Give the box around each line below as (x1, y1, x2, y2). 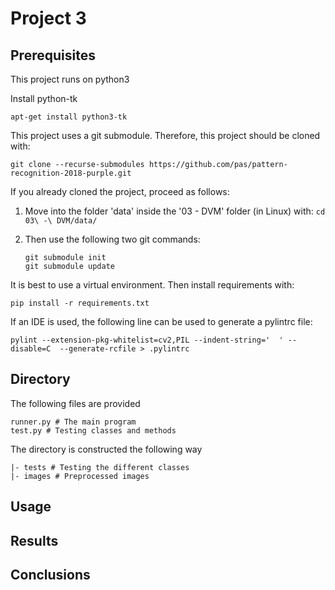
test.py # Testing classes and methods (10, 425, 177, 436)
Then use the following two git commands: (24, 233, 201, 245)
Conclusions (10, 566, 91, 583)
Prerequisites (10, 47, 96, 64)
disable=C (10, 344, 52, 354)
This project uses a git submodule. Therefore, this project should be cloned (10, 130, 321, 141)
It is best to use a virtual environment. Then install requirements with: (10, 279, 295, 291)
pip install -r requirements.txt (10, 298, 150, 308)
